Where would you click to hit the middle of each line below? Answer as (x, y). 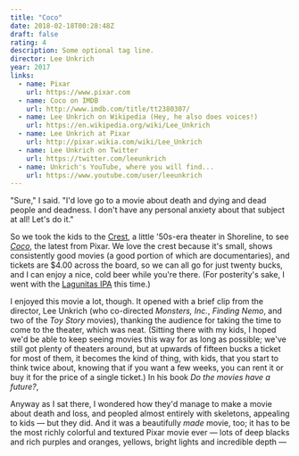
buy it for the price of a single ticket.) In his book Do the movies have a (141, 377)
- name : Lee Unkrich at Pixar (74, 134)
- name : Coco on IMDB (58, 100)
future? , (25, 387)
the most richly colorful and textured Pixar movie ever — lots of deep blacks (150, 433)
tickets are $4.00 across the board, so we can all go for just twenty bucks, (147, 265)
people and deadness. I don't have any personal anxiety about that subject (147, 210)
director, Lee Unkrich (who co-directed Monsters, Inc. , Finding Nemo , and (146, 311)
